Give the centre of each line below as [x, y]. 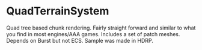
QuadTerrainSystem [58, 11]
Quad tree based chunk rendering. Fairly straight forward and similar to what [101, 28]
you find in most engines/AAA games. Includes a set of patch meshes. [93, 34]
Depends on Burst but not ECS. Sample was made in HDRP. [80, 40]
